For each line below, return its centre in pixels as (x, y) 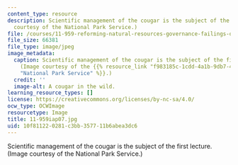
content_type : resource (42, 14)
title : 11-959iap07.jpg (42, 119)
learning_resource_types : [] (50, 93)
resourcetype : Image (38, 113)
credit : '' (30, 80)
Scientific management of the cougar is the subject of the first (98, 146)
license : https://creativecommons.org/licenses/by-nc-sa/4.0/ (101, 100)
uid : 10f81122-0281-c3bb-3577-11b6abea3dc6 (73, 126)
